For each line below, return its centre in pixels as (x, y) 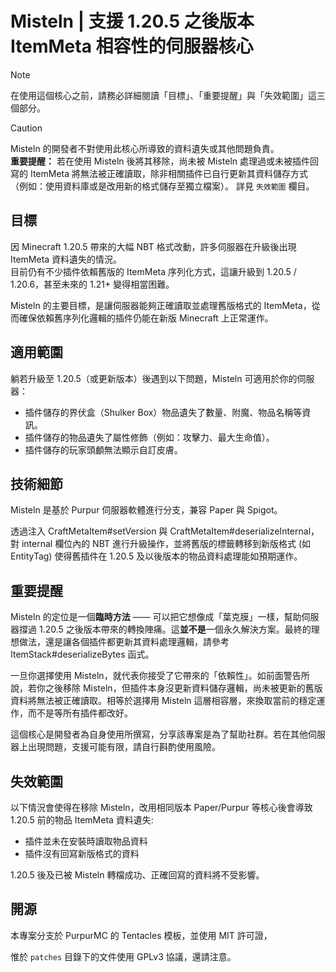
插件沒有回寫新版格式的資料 (82, 853)
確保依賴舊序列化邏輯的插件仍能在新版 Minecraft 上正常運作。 (146, 318)
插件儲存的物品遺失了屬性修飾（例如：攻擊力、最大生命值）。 (149, 437)
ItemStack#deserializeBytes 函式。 (82, 654)
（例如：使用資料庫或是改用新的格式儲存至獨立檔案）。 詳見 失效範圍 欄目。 (162, 186)
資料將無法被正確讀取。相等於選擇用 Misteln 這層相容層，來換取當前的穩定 (163, 701)
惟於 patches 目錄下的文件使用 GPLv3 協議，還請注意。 (123, 956)
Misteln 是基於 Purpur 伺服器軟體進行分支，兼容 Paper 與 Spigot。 (146, 510)
